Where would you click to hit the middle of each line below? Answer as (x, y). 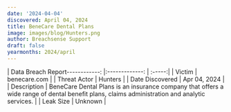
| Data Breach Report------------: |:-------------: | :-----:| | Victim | (102, 72)
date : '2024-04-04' (35, 13)
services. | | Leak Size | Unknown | (57, 101)
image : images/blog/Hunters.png (54, 33)
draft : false (26, 46)
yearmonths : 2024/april (41, 53)
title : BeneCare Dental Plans (51, 26)
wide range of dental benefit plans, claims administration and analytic (106, 93)
